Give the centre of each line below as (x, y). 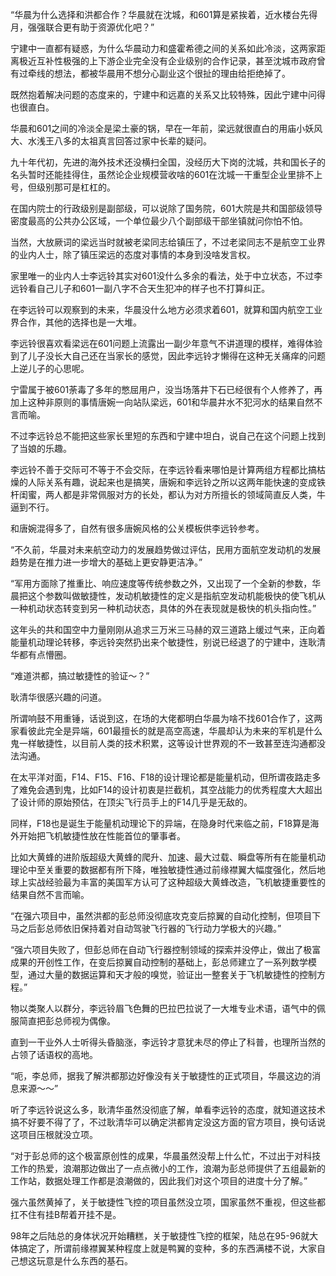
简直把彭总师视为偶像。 (67, 1021)
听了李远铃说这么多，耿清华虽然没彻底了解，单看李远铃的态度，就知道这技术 (168, 1109)
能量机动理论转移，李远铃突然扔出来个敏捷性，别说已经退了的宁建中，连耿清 (168, 642)
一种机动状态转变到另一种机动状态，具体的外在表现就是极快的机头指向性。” (163, 608)
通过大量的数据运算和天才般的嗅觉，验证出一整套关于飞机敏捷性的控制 (172, 974)
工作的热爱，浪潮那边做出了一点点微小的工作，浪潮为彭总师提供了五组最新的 (168, 1168)
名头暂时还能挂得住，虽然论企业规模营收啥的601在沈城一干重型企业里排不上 (166, 174)
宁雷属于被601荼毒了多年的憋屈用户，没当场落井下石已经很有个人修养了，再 (166, 389)
